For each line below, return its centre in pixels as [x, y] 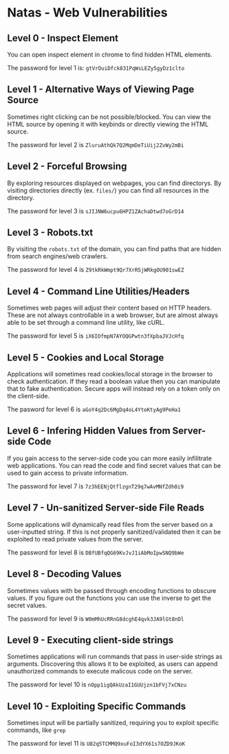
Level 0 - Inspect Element [63, 38]
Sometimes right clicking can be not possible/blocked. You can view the [109, 117]
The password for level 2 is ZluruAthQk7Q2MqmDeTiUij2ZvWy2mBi [96, 144]
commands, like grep [36, 730]
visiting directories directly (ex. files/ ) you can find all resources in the [108, 190]
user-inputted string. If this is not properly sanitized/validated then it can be [114, 532]
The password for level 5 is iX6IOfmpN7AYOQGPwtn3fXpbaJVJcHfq [96, 336]
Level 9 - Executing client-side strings [90, 640]
